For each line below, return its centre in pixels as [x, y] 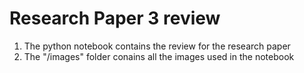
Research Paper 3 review [115, 18]
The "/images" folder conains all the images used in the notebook [159, 56]
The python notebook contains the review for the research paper [157, 46]
